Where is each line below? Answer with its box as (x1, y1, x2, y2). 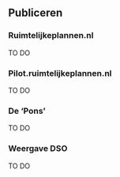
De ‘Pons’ (8, 105, 46, 116)
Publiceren (8, 6, 63, 20)
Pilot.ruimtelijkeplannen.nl (8, 67, 112, 78)
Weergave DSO (8, 143, 68, 154)
